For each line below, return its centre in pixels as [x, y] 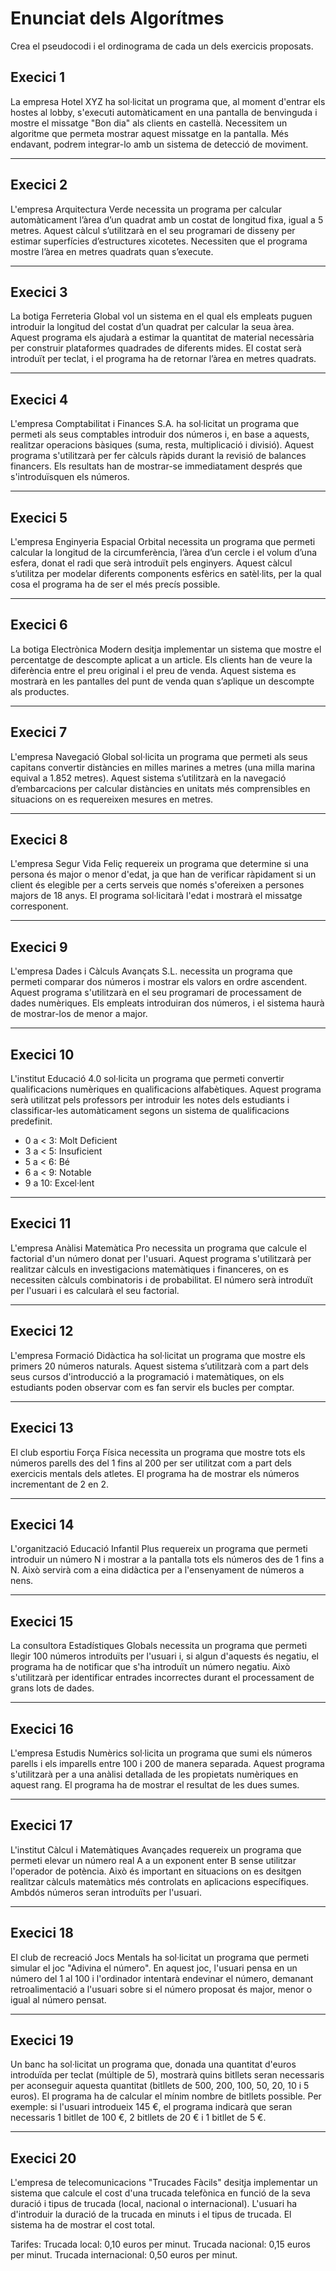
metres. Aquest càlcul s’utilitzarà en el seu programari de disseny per [153, 230]
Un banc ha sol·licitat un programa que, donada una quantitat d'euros [153, 2064]
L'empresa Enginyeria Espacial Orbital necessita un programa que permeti [163, 541]
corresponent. [39, 906]
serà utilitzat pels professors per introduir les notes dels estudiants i [150, 1100]
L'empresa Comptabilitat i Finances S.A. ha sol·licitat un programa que [155, 424]
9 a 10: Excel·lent [59, 1183]
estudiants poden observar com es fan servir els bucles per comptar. [152, 1387]
